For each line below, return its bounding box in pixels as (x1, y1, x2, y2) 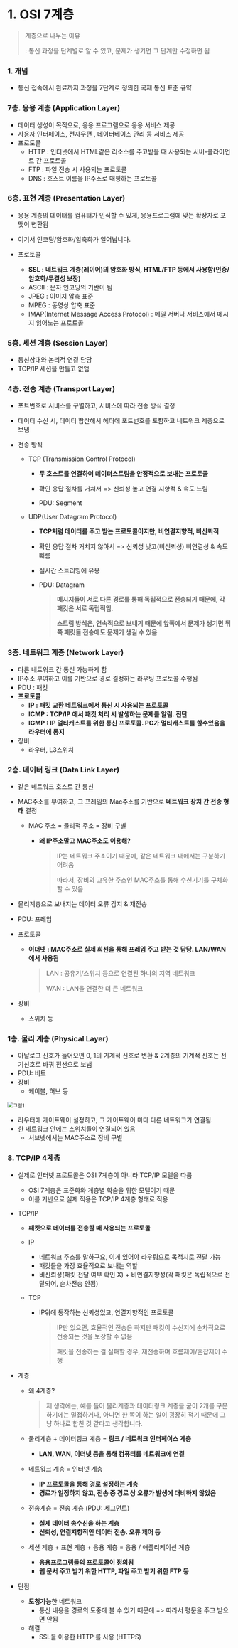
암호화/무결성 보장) (28, 274, 81, 282)
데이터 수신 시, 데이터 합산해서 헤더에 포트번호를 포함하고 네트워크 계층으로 (17, 417, 225, 425)
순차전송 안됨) (60, 1279, 99, 1287)
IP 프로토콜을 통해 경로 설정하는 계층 (38, 1479, 139, 1488)
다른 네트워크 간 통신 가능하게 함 (17, 665, 107, 674)
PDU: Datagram (38, 580, 85, 589)
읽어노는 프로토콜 (36, 318, 84, 327)
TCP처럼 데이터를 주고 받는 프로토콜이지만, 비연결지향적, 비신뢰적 (38, 527, 219, 536)
